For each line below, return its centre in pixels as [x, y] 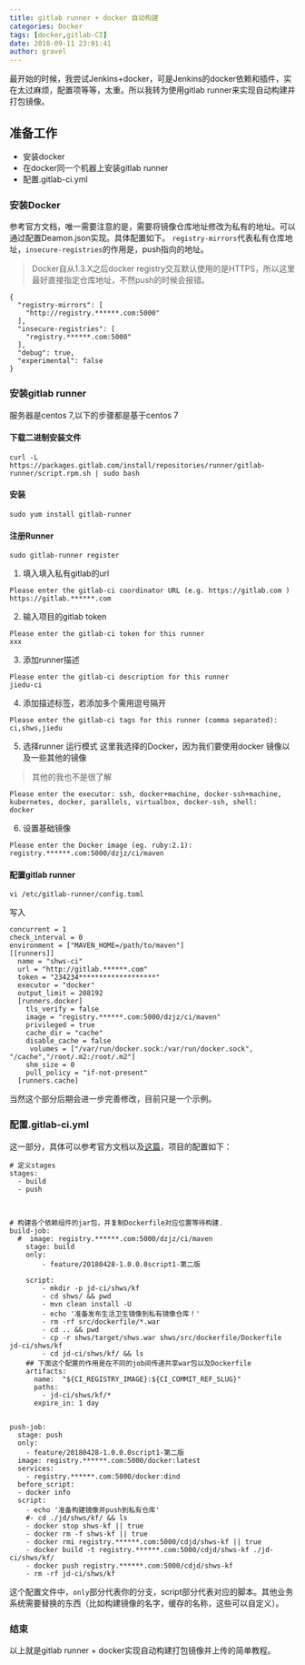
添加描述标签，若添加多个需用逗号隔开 [94, 703]
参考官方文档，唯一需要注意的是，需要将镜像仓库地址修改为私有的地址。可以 [152, 227]
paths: [46, 1387]
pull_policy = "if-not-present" [87, 1073]
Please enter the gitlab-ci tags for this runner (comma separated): [144, 721]
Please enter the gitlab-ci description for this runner [119, 677]
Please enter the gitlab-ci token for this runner [107, 634]
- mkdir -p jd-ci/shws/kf [91, 1288]
